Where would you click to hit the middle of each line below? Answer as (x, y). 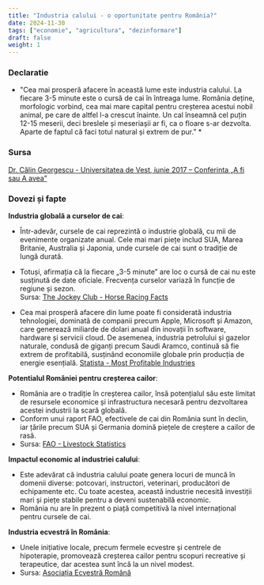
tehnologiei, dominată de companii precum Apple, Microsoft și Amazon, (136, 321)
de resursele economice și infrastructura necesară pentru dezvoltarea (134, 402)
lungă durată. (41, 256)
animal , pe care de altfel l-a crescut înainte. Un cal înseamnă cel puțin (133, 115)
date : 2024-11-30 (37, 23)
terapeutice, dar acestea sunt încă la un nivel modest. (107, 564)
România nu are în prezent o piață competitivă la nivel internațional (128, 508)
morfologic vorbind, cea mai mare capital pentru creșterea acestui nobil (136, 107)
